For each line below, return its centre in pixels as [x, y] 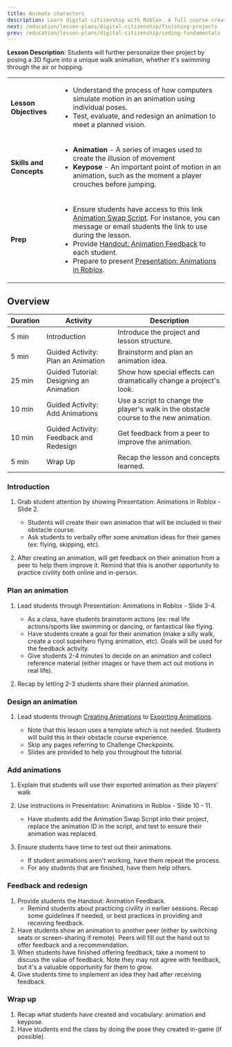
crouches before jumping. [115, 184]
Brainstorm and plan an [155, 352]
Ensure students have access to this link [138, 209]
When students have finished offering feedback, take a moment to [111, 952]
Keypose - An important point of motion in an [147, 167]
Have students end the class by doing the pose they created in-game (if [119, 1029]
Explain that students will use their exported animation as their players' [118, 785]
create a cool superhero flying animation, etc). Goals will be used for [125, 641]
